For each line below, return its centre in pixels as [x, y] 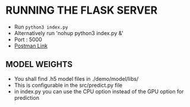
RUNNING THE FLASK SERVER [82, 10]
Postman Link [31, 46]
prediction [27, 97]
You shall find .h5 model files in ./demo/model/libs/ [76, 78]
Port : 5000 [28, 39]
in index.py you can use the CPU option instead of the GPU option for [99, 91]
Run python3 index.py [41, 27]
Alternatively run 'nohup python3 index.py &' [69, 33]
